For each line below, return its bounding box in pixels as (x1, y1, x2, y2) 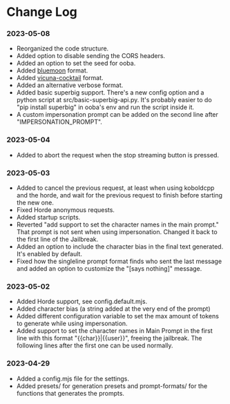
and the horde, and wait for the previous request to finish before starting (16, 191, 222, 200)
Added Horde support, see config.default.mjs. (16, 298, 148, 306)
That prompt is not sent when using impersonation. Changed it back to (16, 228, 218, 236)
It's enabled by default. (16, 250, 82, 258)
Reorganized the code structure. (16, 44, 109, 52)
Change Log (6, 4, 77, 20)
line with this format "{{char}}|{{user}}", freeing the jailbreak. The (16, 334, 202, 343)
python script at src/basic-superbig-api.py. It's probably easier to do (16, 96, 212, 104)
